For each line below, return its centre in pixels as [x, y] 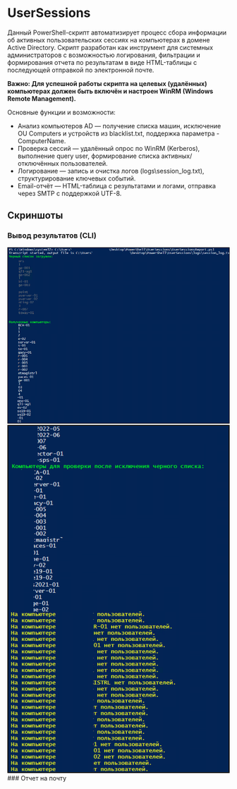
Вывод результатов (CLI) [52, 236]
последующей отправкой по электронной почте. [81, 70]
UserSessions [49, 13]
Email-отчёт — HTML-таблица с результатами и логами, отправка [117, 185]
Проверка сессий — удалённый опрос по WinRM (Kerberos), [109, 148]
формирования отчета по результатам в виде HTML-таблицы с [102, 62]
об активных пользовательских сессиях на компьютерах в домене [109, 39]
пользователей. [84, 163]
